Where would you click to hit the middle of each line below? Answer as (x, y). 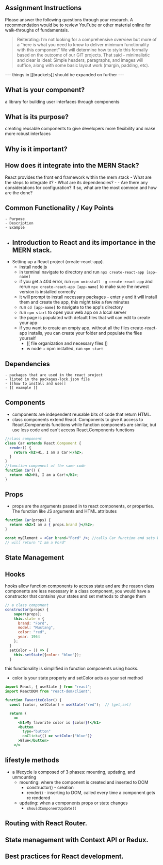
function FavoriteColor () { (33, 700)
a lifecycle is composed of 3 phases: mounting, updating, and (74, 772)
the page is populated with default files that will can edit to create (85, 318)
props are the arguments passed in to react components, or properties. (83, 506)
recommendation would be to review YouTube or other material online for (78, 25)
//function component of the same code (45, 466)
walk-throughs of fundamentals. (37, 30)
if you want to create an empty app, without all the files (74, 328)
